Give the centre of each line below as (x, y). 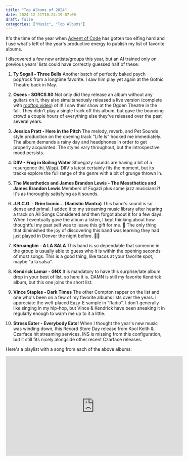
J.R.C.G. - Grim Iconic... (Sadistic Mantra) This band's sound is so (83, 204)
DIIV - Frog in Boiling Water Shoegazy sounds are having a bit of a (82, 163)
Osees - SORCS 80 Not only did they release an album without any (83, 95)
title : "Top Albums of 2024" (36, 10)
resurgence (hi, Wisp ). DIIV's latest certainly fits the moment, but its (84, 168)
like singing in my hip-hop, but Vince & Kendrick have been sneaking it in (89, 308)
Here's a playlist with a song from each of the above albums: (69, 349)
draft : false (19, 19)
